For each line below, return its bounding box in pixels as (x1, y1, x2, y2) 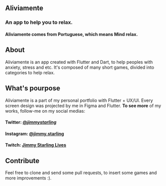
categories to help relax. (5, 69, 55, 75)
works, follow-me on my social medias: (5, 108, 85, 114)
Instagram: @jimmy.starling (5, 131, 64, 137)
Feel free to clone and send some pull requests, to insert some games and (5, 170, 157, 176)
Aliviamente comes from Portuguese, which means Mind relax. (5, 31, 138, 37)
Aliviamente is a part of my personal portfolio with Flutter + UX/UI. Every (5, 97, 153, 103)
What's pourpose (5, 84, 61, 93)
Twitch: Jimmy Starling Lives (5, 142, 67, 148)
